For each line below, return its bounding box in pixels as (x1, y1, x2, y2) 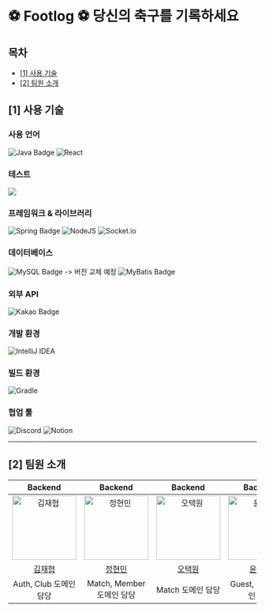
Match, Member (86, 577, 146, 588)
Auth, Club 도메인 (13, 578, 77, 589)
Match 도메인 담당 (156, 584, 221, 595)
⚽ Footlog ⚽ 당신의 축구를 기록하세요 (8, 7, 239, 25)
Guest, (230, 578, 255, 589)
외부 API (8, 289, 39, 300)
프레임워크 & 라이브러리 (8, 207, 92, 218)
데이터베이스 (8, 248, 54, 259)
